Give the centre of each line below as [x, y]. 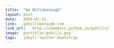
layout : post [19, 14]
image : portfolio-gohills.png [38, 33]
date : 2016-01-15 [26, 19]
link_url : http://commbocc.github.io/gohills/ [57, 28]
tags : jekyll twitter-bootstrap [42, 38]
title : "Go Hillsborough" [34, 10]
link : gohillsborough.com [35, 24]
